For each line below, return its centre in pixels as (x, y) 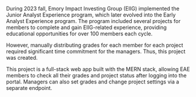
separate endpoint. (29, 88)
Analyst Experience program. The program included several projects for (94, 21)
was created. (22, 58)
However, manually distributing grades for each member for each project (95, 45)
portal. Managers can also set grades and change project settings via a (93, 82)
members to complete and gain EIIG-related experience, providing (86, 27)
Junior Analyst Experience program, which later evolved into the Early (91, 15)
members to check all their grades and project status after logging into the (97, 75)
